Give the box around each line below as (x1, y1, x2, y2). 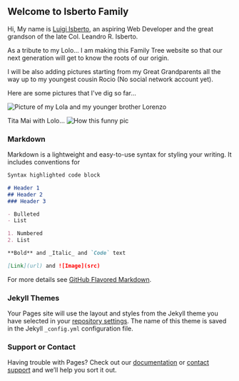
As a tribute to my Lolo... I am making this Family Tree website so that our (7, 46, 223, 54)
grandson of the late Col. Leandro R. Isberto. (7, 32, 138, 41)
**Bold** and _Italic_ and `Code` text (7, 249, 126, 257)
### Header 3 (7, 197, 46, 205)
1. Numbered (7, 230, 43, 237)
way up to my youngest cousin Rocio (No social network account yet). (7, 75, 214, 83)
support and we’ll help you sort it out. (7, 366, 117, 375)
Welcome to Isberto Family (7, 6, 129, 18)
